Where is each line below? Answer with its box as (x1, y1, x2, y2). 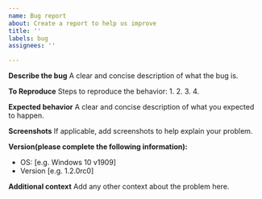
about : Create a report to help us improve (8, 19, 157, 27)
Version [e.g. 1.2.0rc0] (19, 166, 94, 176)
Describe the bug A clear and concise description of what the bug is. (8, 71, 239, 81)
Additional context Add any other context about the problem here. (8, 182, 230, 192)
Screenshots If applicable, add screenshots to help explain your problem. (8, 126, 253, 136)
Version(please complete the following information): (8, 142, 188, 151)
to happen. (8, 110, 44, 121)
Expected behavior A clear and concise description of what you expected (8, 102, 255, 112)
